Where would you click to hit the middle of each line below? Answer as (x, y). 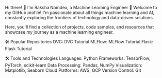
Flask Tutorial (18, 49)
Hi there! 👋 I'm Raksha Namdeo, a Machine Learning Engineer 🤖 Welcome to (81, 7)
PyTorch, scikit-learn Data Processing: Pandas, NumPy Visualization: (74, 65)
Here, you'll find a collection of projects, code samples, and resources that (80, 27)
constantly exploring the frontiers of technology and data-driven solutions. (80, 18)
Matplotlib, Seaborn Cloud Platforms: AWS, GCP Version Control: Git (73, 70)
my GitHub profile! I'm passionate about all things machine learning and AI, (80, 13)
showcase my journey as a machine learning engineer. (59, 32)
